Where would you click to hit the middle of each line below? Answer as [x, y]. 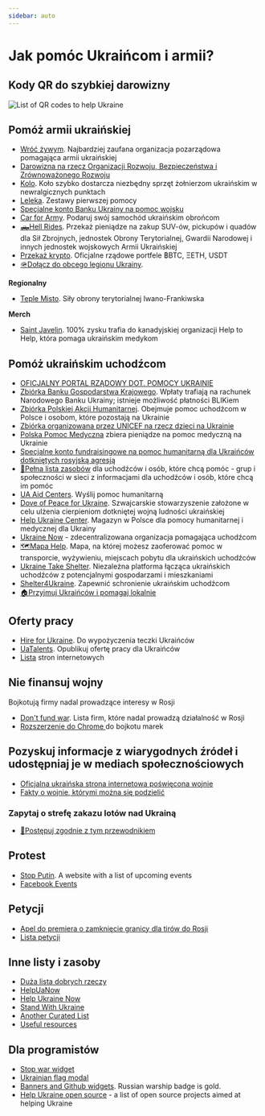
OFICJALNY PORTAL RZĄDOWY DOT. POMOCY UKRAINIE [117, 383]
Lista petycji [40, 937]
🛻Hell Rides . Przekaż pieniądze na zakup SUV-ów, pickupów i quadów [138, 227]
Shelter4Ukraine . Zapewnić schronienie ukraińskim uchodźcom [125, 584]
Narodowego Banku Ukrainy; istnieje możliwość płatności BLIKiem [129, 400]
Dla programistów [54, 1050]
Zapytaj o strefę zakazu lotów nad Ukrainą [92, 812]
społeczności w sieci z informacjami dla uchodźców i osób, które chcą [137, 477]
